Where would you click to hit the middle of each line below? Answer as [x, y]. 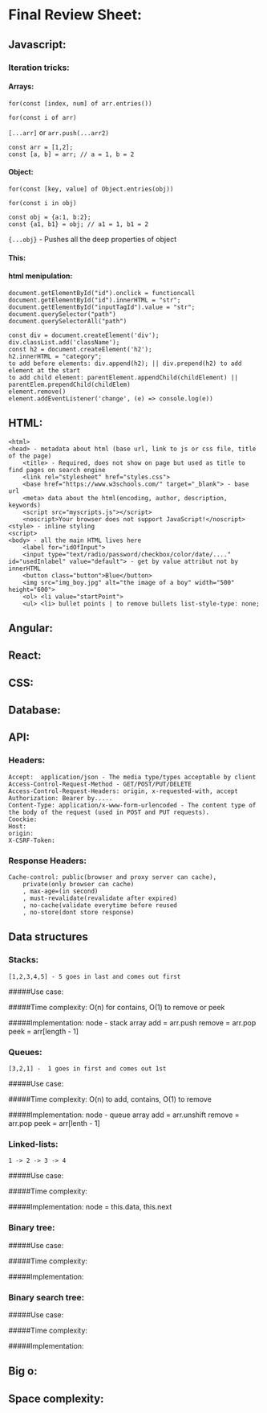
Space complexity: [56, 1398]
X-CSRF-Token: [32, 840]
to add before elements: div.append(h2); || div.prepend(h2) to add [125, 364]
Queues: [25, 1052]
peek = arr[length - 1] [43, 1031]
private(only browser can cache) [79, 885]
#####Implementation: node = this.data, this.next [90, 1207]
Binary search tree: [47, 1297]
